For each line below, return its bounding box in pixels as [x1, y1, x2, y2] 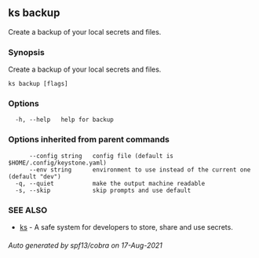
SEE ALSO [8, 205, 48, 216]
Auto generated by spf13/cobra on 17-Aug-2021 [8, 240, 162, 250]
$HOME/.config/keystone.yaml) [8, 159, 108, 167]
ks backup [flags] [8, 80, 68, 88]
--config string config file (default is [28, 152, 174, 160]
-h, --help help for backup [15, 116, 114, 124]
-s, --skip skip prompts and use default [15, 186, 192, 194]
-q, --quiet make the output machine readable [15, 179, 206, 187]
